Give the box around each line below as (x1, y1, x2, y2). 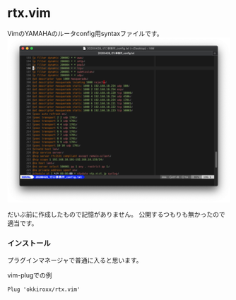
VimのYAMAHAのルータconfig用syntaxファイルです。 (7, 29, 163, 37)
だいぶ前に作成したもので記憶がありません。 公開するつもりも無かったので (7, 210, 225, 219)
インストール (7, 239, 51, 248)
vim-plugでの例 (7, 270, 52, 280)
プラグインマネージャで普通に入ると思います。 (7, 256, 143, 264)
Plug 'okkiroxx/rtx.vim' (7, 286, 81, 293)
